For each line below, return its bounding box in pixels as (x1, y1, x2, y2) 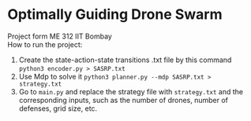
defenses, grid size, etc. (18, 104, 98, 113)
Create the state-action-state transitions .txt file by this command (18, 55, 232, 64)
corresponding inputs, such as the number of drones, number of (18, 95, 229, 104)
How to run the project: (7, 39, 83, 49)
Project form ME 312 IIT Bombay (7, 31, 112, 41)
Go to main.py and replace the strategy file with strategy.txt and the (18, 86, 244, 96)
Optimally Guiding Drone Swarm (7, 5, 223, 24)
